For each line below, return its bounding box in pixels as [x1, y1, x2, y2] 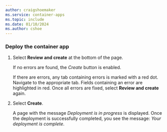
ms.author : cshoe [5, 26, 42, 31]
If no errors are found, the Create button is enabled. [12, 64, 121, 71]
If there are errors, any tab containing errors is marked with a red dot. [12, 74, 159, 80]
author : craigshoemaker [5, 7, 56, 13]
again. [12, 90, 26, 96]
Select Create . [12, 100, 43, 107]
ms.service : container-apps [5, 12, 65, 17]
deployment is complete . [12, 121, 65, 127]
